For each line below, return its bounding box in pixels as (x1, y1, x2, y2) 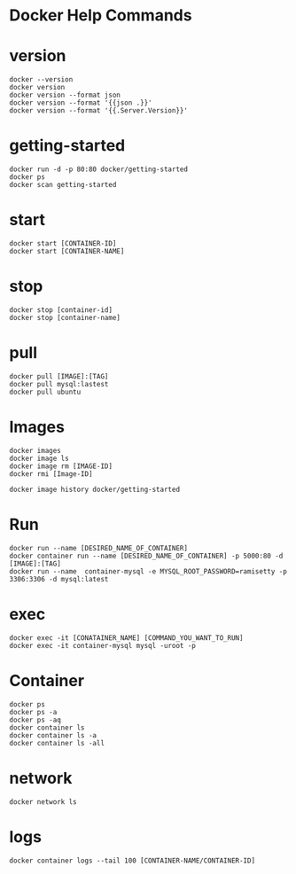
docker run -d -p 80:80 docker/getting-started (9, 165, 189, 174)
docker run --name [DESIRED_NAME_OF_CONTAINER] (9, 543, 189, 552)
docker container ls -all (9, 738, 105, 747)
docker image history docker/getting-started (9, 485, 180, 494)
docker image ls (9, 454, 69, 463)
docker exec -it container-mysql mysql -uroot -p (9, 641, 197, 650)
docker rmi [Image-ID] (9, 469, 93, 479)
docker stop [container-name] (9, 313, 121, 322)
